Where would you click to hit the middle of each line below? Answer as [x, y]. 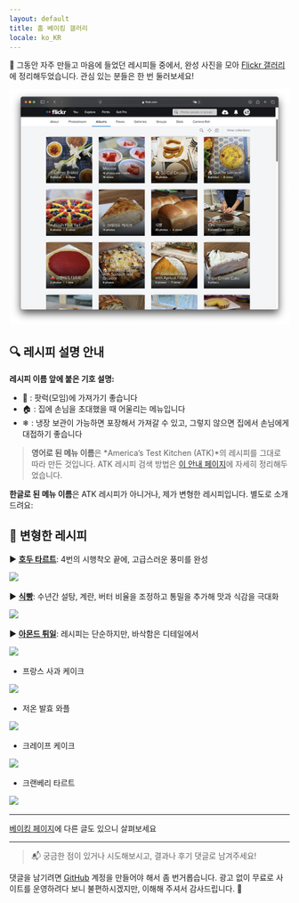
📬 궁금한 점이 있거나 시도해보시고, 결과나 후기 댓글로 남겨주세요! [144, 856]
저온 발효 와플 [46, 708]
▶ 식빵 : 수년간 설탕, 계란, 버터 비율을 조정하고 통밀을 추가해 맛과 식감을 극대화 [144, 596]
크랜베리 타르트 [48, 783]
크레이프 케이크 [48, 745]
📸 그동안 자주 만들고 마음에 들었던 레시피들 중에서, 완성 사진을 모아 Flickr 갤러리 [147, 65]
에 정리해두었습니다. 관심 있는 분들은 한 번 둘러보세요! [101, 77]
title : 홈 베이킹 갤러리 [49, 28]
